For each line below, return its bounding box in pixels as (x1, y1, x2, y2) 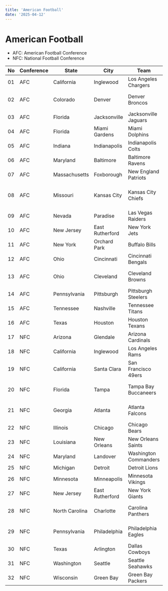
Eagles (127, 531, 144, 538)
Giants (127, 493, 143, 500)
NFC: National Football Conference (12, 55, 84, 61)
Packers (127, 577, 147, 584)
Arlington (93, 545, 116, 552)
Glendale (93, 333, 115, 340)
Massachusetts (53, 171, 89, 178)
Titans (127, 308, 143, 315)
